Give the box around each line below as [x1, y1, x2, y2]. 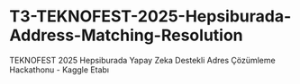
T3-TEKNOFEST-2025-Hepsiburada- [9, 6, 292, 27]
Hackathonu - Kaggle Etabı [9, 64, 110, 75]
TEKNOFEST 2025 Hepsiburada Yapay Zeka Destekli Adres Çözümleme [9, 55, 277, 65]
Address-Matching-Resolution [9, 25, 243, 46]
